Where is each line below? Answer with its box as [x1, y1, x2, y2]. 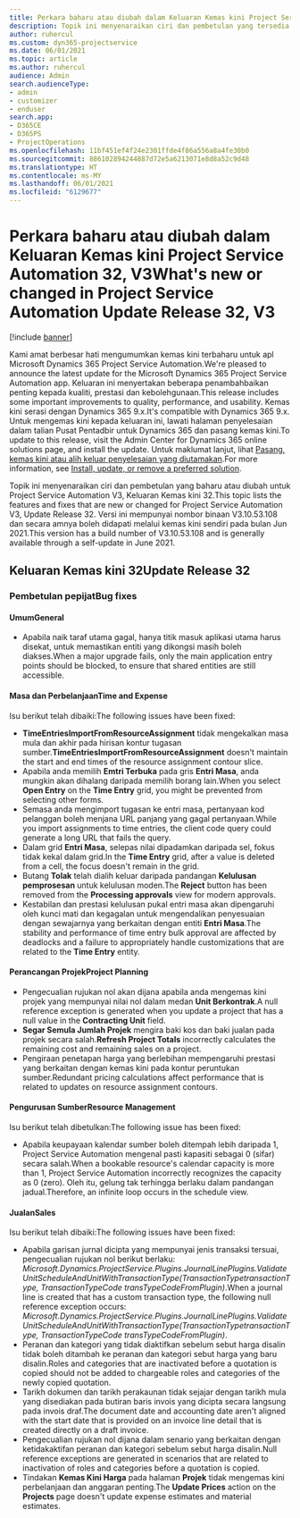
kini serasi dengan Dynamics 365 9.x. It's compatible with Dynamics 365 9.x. [9, 406, 290, 417]
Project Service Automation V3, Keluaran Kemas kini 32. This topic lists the [9, 489, 282, 501]
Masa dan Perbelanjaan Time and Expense [9, 690, 168, 702]
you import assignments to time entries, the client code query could [21, 822, 272, 833]
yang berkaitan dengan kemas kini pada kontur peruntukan [21, 1062, 239, 1073]
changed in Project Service [9, 283, 214, 304]
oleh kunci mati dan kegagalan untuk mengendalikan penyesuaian [21, 908, 265, 919]
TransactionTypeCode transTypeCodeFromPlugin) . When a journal [40, 1282, 283, 1293]
